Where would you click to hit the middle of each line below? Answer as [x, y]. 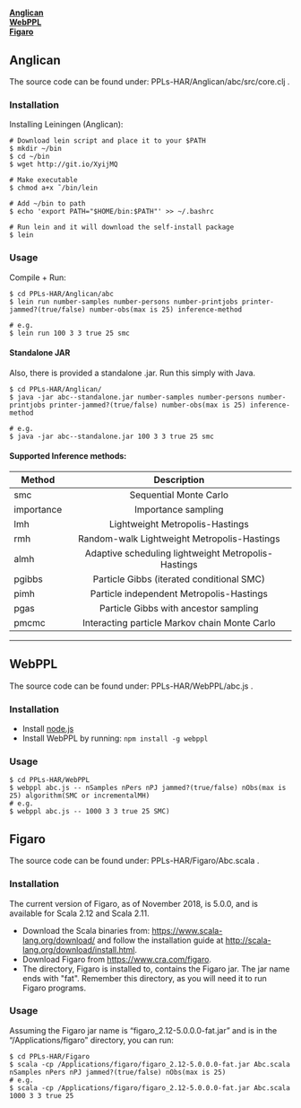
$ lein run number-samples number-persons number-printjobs [124, 302]
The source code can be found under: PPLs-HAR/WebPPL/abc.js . [131, 686]
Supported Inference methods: [68, 456]
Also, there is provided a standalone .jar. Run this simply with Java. [133, 373]
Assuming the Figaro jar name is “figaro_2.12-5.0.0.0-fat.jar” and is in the [143, 1030]
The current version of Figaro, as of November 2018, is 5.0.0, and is [133, 903]
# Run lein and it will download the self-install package [122, 227]
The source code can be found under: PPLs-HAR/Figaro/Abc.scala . [134, 861]
